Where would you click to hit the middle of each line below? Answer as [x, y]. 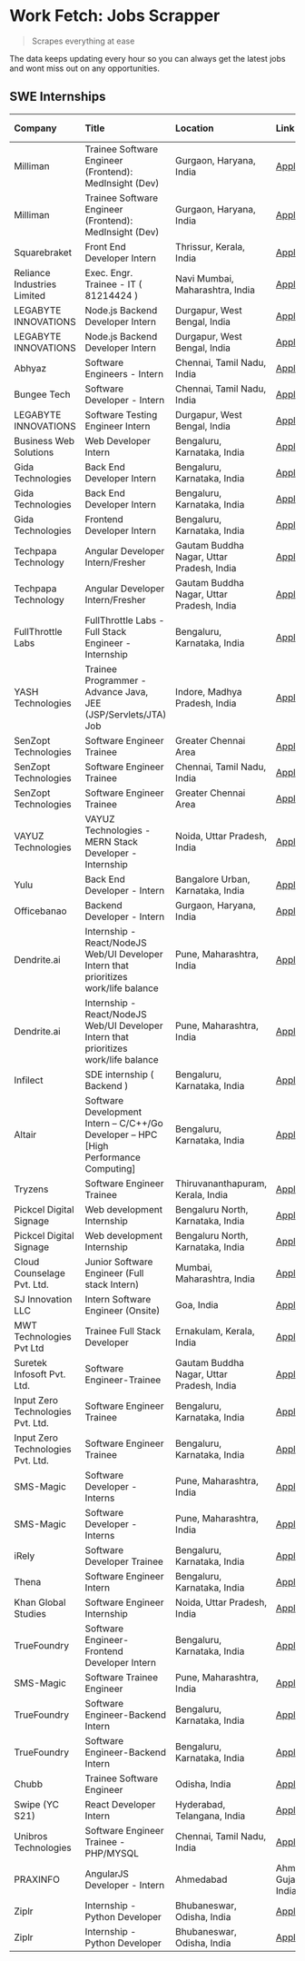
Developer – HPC [121, 1134]
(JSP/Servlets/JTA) [126, 714]
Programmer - [116, 680]
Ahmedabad [202, 1879]
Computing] [110, 1168]
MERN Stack [112, 841]
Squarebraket [43, 253]
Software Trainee [122, 1677]
